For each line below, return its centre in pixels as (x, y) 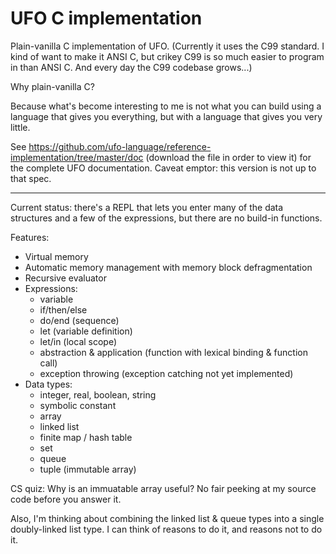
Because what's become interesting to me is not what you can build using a (166, 106)
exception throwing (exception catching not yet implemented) (166, 373)
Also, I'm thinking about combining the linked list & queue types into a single (167, 518)
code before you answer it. (66, 499)
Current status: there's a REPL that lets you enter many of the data (147, 207)
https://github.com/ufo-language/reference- (120, 146)
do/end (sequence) (79, 320)
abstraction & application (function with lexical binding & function (173, 352)
